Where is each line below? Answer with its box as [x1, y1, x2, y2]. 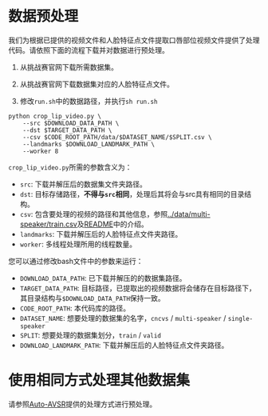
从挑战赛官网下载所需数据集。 [19, 62, 118, 72]
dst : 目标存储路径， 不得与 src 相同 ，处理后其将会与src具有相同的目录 [19, 189, 245, 198]
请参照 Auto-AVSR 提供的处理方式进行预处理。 [8, 399, 157, 409]
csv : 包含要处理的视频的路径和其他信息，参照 [19, 209, 168, 218]
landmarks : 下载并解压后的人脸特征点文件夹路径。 [19, 229, 183, 238]
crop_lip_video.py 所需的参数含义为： [8, 162, 132, 172]
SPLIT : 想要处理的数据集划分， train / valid [19, 330, 162, 340]
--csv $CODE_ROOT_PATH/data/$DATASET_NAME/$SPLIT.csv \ [22, 133, 213, 141]
